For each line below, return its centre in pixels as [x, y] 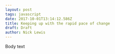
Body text [15, 46]
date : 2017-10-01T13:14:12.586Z [39, 19]
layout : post [19, 10]
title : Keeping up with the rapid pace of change [58, 23]
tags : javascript [23, 14]
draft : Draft [19, 28]
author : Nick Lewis [25, 32]
